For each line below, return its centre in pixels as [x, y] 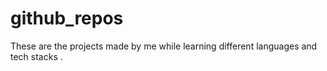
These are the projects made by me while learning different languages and [164, 46]
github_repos [67, 18]
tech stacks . [36, 56]
